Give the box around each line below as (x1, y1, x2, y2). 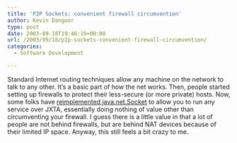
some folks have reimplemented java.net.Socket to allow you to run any (7, 97, 215, 106)
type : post (7, 23, 40, 30)
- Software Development (13, 50, 83, 57)
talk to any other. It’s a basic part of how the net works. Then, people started (7, 82, 230, 91)
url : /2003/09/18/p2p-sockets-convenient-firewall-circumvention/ (7, 37, 207, 44)
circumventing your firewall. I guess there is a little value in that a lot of (7, 112, 214, 120)
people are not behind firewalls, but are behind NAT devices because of (7, 120, 217, 128)
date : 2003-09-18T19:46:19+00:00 (7, 30, 106, 37)
